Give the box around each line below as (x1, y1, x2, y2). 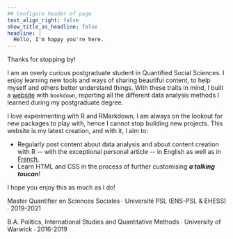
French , (17, 155, 40, 164)
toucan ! (17, 170, 40, 178)
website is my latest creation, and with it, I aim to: (7, 127, 148, 135)
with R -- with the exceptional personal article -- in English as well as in (17, 148, 221, 156)
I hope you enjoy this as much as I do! (7, 183, 116, 192)
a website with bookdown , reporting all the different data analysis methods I (7, 91, 220, 100)
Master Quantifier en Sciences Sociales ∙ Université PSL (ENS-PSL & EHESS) (7, 196, 227, 206)
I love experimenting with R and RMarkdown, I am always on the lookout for (7, 112, 223, 121)
